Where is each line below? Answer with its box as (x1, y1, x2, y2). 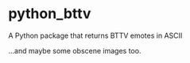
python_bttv (8, 5, 91, 23)
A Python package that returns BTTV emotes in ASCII (8, 31, 183, 40)
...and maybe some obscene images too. (8, 46, 142, 55)
